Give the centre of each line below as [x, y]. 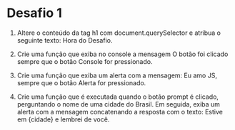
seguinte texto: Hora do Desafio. [65, 40]
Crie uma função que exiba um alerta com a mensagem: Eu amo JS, [117, 75]
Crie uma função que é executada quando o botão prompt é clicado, [118, 97]
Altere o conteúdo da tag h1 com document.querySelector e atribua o [119, 33]
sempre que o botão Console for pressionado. [85, 61]
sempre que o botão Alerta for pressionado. [81, 82]
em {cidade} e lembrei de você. [63, 119]
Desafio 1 [34, 13]
